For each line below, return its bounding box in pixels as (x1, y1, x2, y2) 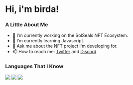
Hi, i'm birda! (5, 3, 59, 15)
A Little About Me (5, 21, 48, 28)
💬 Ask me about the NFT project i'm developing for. (12, 43, 118, 49)
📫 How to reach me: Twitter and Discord (12, 49, 97, 55)
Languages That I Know (5, 63, 64, 70)
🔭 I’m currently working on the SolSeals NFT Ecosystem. (12, 32, 129, 38)
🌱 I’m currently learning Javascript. (12, 38, 85, 44)
